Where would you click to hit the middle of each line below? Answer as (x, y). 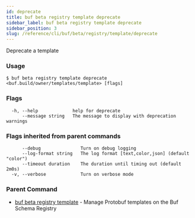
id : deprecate (24, 12)
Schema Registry (36, 208)
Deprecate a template (33, 50)
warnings (17, 121)
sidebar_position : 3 (32, 28)
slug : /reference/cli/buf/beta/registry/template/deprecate (82, 34)
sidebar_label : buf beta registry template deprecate (74, 23)
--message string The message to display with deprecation (99, 116)
